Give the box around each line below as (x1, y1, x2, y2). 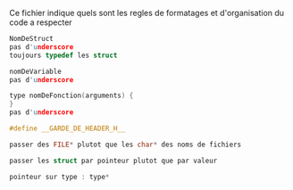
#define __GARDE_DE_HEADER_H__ (9, 124, 126, 133)
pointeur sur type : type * (9, 172, 110, 181)
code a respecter (9, 17, 73, 28)
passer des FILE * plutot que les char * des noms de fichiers (9, 140, 242, 149)
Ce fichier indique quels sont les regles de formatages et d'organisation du (9, 8, 284, 18)
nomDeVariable (9, 67, 63, 76)
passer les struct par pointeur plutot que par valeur (9, 156, 218, 165)
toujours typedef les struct (9, 51, 118, 60)
